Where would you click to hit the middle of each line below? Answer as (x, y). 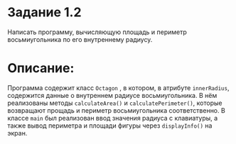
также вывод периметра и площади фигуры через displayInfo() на (110, 126)
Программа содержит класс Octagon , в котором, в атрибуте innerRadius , (118, 88)
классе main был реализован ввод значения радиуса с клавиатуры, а (113, 118)
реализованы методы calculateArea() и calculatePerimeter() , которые (115, 103)
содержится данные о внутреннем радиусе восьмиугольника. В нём (112, 95)
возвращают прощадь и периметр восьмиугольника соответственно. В (116, 110)
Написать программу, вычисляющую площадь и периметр (97, 32)
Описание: (41, 68)
